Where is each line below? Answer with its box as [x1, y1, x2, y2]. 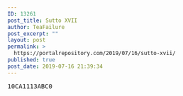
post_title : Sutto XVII [7, 17, 78, 24]
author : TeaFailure [7, 23, 65, 30]
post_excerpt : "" [7, 30, 59, 37]
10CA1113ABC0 [7, 82, 53, 90]
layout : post [7, 37, 46, 44]
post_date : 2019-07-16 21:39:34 [7, 63, 103, 70]
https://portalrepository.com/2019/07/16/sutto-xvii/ [13, 50, 176, 57]
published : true [7, 56, 55, 64]
